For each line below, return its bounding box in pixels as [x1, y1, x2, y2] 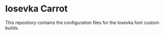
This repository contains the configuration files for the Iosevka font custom [5, 19, 159, 25]
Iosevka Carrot [5, 3, 68, 14]
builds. [5, 24, 19, 30]
